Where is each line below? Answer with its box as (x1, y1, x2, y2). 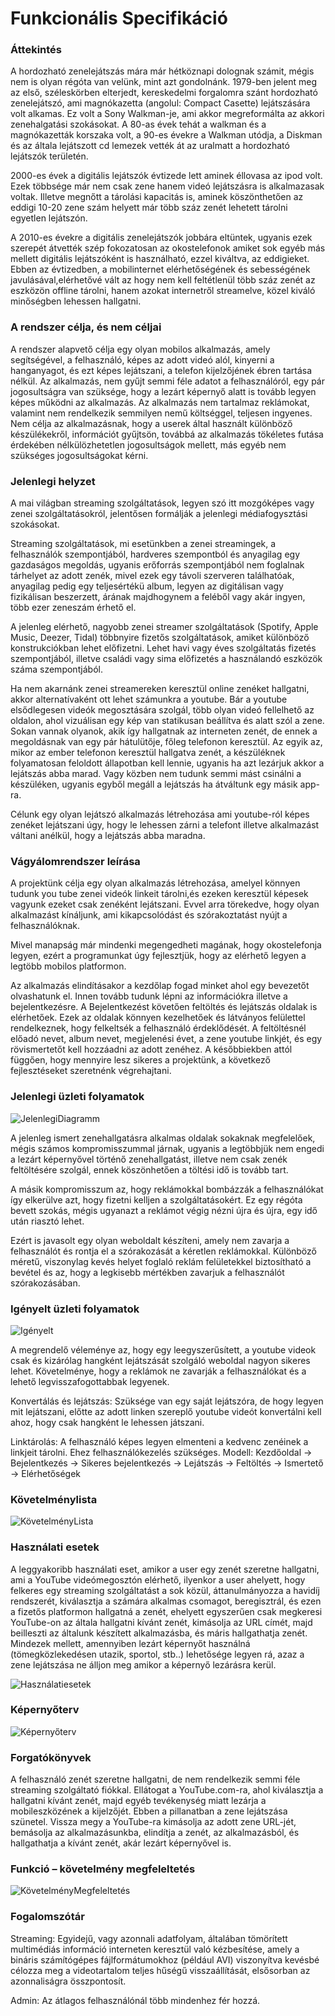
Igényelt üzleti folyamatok (10, 1302, 140, 1316)
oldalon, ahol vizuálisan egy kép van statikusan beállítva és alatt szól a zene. (10, 715, 325, 727)
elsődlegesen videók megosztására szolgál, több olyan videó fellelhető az (10, 704, 315, 716)
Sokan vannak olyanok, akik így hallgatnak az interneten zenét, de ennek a (10, 725, 318, 737)
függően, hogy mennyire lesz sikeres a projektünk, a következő (10, 1054, 271, 1066)
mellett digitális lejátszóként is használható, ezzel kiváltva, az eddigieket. (10, 253, 310, 265)
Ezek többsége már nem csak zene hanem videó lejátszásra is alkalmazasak (10, 180, 325, 192)
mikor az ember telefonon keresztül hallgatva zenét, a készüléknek (10, 747, 286, 759)
